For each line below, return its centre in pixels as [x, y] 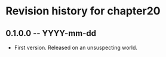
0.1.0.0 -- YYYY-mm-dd [51, 33]
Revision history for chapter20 [83, 11]
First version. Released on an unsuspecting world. [76, 47]
